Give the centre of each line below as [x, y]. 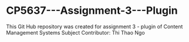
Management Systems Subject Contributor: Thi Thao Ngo [75, 32]
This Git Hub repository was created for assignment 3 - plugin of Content [95, 26]
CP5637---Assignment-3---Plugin [92, 11]
